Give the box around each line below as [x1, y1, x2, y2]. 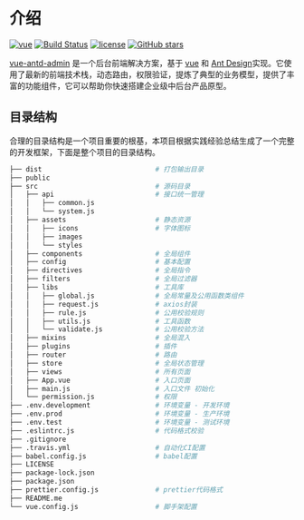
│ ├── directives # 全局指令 [9, 266, 191, 275]
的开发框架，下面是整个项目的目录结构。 [9, 146, 160, 157]
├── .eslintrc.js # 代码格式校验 [9, 426, 204, 436]
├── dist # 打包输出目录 [9, 164, 204, 173]
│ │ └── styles [9, 240, 83, 250]
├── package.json [9, 477, 75, 486]
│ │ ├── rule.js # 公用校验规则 [9, 308, 204, 318]
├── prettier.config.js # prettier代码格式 [9, 486, 223, 495]
